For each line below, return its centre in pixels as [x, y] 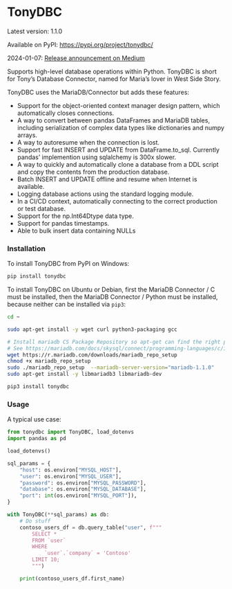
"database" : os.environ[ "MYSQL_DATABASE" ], [83, 489]
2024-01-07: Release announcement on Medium [76, 58]
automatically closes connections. [66, 113]
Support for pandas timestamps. [63, 223]
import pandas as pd [37, 439]
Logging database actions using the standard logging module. [105, 194]
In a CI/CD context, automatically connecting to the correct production [117, 201]
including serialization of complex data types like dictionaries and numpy [120, 127]
